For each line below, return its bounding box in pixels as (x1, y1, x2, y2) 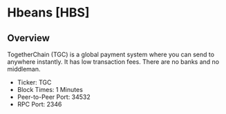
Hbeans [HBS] (7, 5, 90, 21)
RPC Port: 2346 (17, 100, 62, 108)
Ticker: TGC (17, 78, 52, 87)
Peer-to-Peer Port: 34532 (17, 93, 91, 101)
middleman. (7, 65, 41, 73)
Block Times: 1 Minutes (17, 86, 83, 93)
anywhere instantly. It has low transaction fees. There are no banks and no (7, 58, 220, 66)
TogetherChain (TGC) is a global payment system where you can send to (7, 50, 215, 58)
